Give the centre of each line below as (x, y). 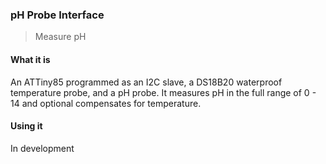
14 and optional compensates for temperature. (106, 103)
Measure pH (60, 37)
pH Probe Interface (57, 15)
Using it (26, 126)
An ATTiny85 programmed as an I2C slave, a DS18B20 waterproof (146, 82)
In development (42, 148)
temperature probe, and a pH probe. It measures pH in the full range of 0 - (163, 92)
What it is (30, 59)
